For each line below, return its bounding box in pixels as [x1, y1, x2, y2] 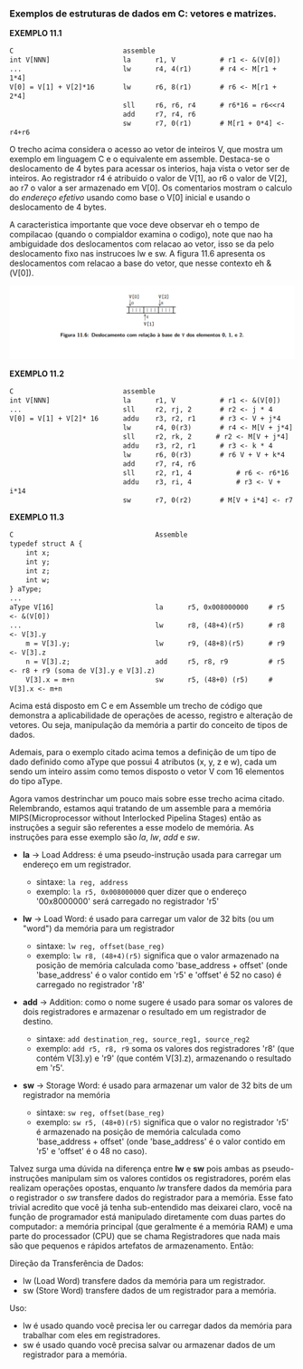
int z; [25, 567, 51, 576]
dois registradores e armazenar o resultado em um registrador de [22, 1006, 267, 1017]
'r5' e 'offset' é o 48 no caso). [35, 1146, 147, 1157]
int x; [25, 549, 51, 558]
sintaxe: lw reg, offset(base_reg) [35, 941, 166, 952]
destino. [22, 1016, 53, 1027]
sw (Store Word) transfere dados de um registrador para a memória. [22, 1286, 277, 1296]
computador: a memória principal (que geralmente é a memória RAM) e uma [9, 1221, 294, 1232]
